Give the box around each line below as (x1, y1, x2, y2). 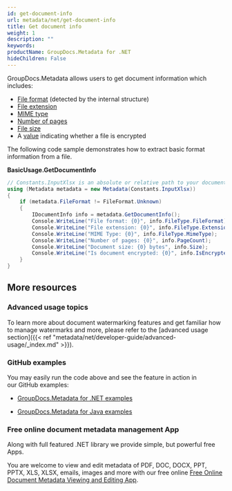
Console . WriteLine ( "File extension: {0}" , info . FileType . (32, 224, 202, 231)
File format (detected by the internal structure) (17, 95, 150, 103)
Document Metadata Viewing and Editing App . (7, 476, 139, 484)
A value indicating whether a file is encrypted (17, 131, 146, 140)
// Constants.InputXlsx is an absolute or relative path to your (7, 179, 199, 186)
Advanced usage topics (7, 302, 88, 312)
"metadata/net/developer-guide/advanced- (52, 333, 176, 341)
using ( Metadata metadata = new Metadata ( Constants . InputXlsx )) (7, 185, 196, 192)
